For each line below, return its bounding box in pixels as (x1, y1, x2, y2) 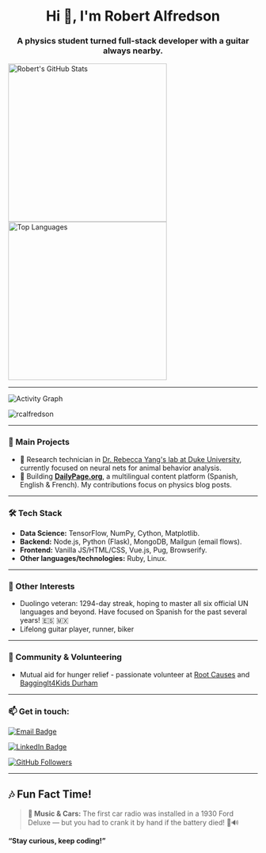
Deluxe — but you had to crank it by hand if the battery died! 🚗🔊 (27, 817, 239, 827)
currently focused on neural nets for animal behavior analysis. (19, 463, 222, 472)
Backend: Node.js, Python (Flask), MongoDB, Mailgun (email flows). (19, 537, 242, 547)
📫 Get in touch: (8, 706, 70, 717)
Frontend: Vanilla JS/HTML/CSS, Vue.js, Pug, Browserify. (19, 545, 207, 555)
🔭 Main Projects (8, 437, 70, 448)
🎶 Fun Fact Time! (8, 787, 92, 802)
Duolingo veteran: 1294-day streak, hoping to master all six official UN (19, 599, 249, 608)
